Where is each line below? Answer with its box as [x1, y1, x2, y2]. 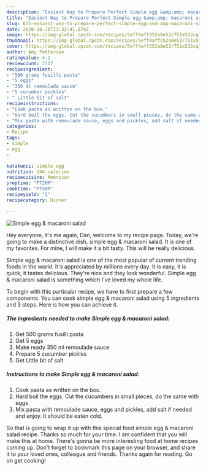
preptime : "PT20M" [6, 180, 53, 186]
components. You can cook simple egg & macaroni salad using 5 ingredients [6, 294, 200, 302]
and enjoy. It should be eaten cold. [15, 412, 103, 420]
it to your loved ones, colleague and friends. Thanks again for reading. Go [6, 450, 193, 458]
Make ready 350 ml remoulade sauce [15, 343, 110, 351]
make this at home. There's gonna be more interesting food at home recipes [6, 437, 199, 444]
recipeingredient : [6, 66, 53, 72]
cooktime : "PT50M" [6, 186, 53, 192]
